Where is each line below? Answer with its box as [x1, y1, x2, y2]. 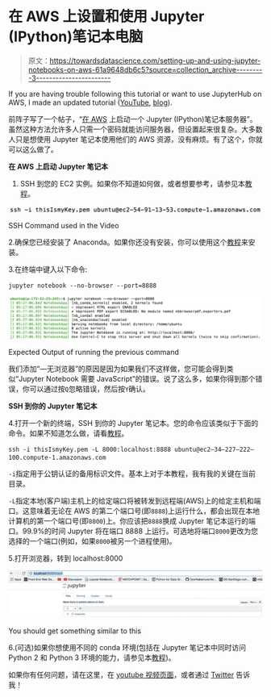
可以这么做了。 [8, 144, 58, 154]
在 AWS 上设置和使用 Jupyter [8, 7, 205, 26]
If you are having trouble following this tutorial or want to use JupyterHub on [8, 89, 262, 98]
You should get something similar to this [8, 626, 142, 636]
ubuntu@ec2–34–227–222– [174, 445, 254, 454]
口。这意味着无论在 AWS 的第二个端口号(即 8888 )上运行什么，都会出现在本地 [8, 506, 261, 516]
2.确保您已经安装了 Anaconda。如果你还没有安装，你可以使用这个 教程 [8, 237, 242, 247]
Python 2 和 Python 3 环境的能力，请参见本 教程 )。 [8, 653, 176, 662]
